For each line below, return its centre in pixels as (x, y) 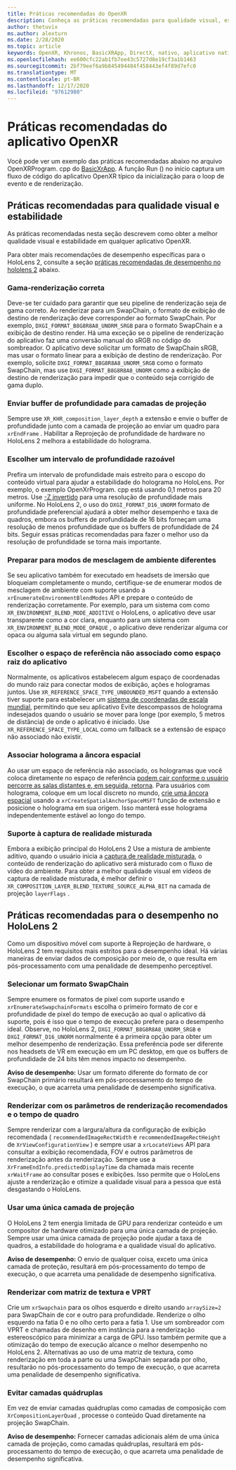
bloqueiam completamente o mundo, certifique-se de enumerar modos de (115, 583)
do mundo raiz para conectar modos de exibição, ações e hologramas (109, 685)
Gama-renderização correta (56, 287)
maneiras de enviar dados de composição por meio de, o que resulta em (112, 958)
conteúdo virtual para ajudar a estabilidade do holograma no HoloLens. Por (116, 482)
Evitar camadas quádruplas (55, 1393)
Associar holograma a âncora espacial (74, 755)
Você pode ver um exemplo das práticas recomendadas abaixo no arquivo (115, 162)
